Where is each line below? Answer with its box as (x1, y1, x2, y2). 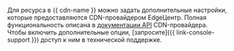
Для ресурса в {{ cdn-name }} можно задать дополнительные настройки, (7, 6, 227, 14)
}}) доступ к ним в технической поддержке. (31, 36, 162, 44)
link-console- (176, 28, 215, 36)
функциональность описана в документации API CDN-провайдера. (7, 21, 208, 29)
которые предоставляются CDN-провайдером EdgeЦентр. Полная (7, 13, 207, 22)
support (7, 36, 30, 44)
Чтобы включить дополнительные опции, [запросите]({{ (7, 28, 175, 36)
